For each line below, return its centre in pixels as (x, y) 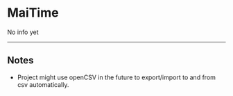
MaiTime (33, 13)
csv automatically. (43, 84)
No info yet (23, 32)
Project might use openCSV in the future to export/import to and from (116, 77)
